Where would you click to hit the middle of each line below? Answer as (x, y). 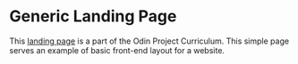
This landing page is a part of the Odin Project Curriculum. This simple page (149, 41)
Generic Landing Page (93, 16)
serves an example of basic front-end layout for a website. (117, 50)
